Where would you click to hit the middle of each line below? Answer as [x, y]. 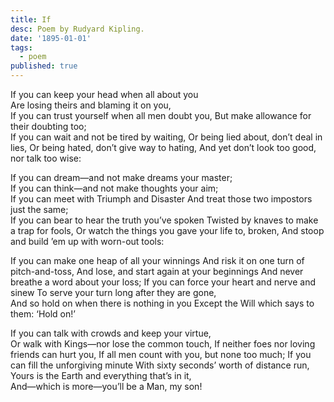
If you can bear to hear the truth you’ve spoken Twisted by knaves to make [164, 220]
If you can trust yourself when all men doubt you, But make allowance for [161, 115]
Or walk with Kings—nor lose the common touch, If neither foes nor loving [163, 344]
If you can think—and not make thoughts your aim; [114, 188]
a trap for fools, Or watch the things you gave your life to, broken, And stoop [167, 230]
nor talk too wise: [46, 158]
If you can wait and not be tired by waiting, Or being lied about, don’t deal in [166, 137]
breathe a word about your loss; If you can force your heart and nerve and [163, 282]
